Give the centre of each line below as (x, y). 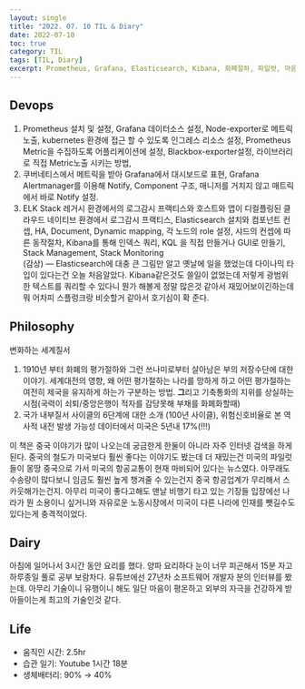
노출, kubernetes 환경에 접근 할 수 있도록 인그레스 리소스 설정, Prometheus (157, 140)
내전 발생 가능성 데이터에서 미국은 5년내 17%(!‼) (125, 426)
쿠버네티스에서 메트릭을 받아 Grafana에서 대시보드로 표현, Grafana (141, 174)
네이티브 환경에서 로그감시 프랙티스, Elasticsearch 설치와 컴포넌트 (164, 219)
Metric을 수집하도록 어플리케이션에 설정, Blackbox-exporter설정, (138, 151)
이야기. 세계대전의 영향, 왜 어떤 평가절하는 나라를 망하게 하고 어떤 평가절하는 (157, 380)
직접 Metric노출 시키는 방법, (82, 162)
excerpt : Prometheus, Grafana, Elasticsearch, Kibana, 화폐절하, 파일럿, (145, 69)
